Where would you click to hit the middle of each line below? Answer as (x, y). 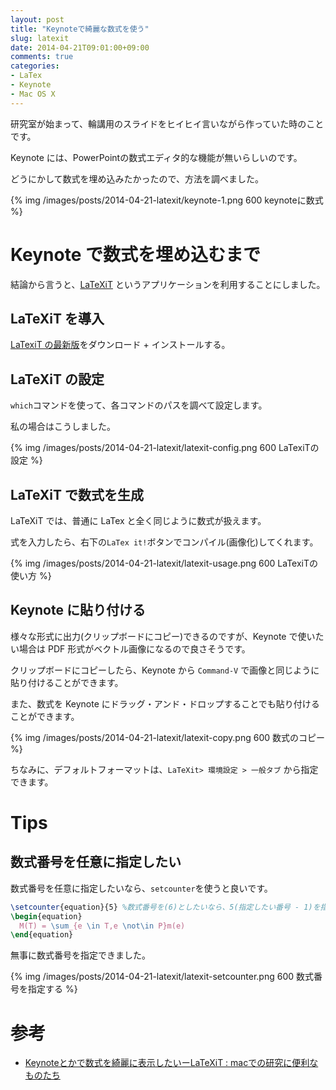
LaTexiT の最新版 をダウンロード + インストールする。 (120, 345)
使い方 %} (31, 575)
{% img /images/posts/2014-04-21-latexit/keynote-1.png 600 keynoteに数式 (167, 200)
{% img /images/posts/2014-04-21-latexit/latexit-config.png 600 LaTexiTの (165, 448)
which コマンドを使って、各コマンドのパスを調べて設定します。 (139, 405)
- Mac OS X (33, 94)
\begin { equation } (46, 916)
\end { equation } (42, 935)
